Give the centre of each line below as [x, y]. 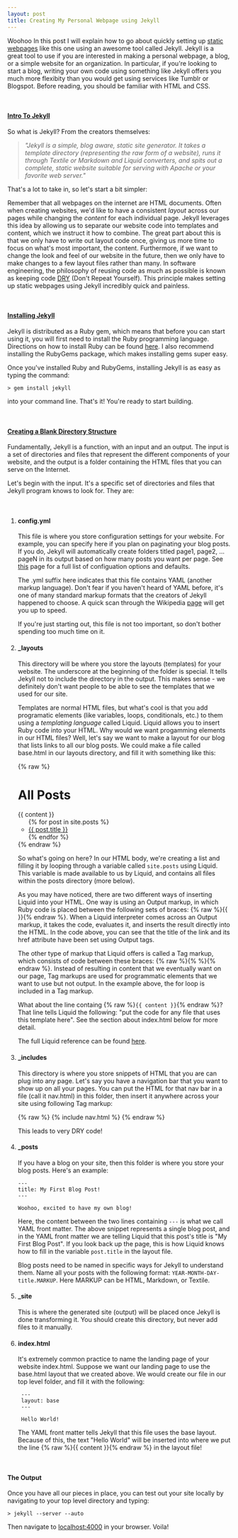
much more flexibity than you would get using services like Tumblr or [108, 78]
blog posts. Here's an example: [63, 1170]
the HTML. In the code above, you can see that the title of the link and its [124, 932]
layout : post [27, 14]
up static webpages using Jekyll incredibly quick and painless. [98, 285]
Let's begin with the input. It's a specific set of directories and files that [111, 483]
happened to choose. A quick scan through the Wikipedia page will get [121, 603]
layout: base [40, 1401]
